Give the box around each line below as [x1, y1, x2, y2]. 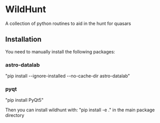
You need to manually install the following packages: [5, 48, 115, 54]
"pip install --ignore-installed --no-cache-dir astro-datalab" [5, 73, 131, 79]
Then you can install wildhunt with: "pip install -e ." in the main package [5, 107, 155, 113]
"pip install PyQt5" [5, 97, 44, 103]
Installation [5, 35, 42, 44]
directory [5, 112, 24, 118]
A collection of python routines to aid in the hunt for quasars [5, 20, 131, 26]
